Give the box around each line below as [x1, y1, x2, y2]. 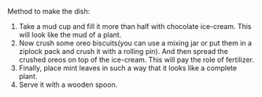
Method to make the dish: [7, 7, 90, 16]
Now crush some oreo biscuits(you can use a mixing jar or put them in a [18, 38, 253, 48]
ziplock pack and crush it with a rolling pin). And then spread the [18, 47, 229, 56]
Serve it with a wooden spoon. [18, 80, 118, 89]
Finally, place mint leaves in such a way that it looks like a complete [18, 63, 238, 73]
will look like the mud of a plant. [18, 31, 122, 39]
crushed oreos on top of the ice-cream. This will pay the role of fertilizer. [18, 55, 255, 64]
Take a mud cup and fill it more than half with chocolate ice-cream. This [18, 22, 253, 31]
